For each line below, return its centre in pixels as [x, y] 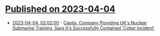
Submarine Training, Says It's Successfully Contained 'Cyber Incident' [83, 28]
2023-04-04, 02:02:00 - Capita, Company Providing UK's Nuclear [80, 23]
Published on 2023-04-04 [60, 9]
